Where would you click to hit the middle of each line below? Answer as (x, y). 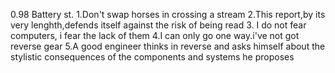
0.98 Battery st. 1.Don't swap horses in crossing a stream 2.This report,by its (168, 14)
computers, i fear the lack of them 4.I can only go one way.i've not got (155, 35)
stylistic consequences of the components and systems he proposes (152, 57)
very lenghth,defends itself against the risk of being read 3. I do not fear (158, 25)
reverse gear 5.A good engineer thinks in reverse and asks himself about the (168, 46)
